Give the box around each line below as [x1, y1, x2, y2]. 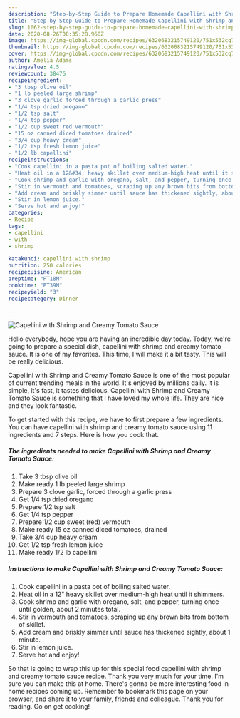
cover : [8, 51, 28, 58]
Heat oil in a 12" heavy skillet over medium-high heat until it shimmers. [18, 590, 225, 599]
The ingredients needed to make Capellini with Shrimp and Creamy [8, 446, 211, 455]
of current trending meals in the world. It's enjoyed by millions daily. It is [8, 379, 219, 387]
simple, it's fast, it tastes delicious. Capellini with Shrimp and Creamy [8, 386, 211, 395]
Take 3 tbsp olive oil [18, 472, 78, 481]
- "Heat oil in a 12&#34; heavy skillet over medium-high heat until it [8, 169, 229, 177]
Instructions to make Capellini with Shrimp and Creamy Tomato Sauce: [8, 564, 224, 573]
